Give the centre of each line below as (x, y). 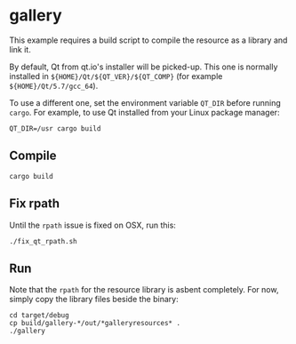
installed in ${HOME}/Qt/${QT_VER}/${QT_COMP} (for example (116, 76)
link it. (20, 49)
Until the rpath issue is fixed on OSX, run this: (92, 225)
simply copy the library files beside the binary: (94, 300)
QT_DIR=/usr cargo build (55, 128)
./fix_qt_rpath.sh (43, 241)
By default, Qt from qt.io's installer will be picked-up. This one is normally (144, 67)
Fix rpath (35, 204)
